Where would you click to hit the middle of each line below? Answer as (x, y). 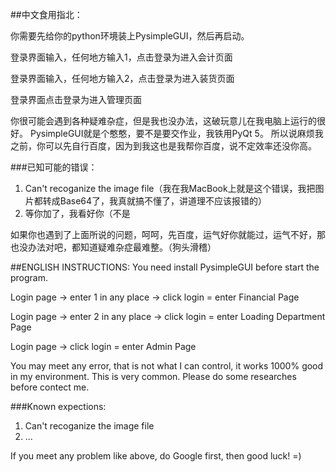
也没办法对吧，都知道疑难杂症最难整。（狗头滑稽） (113, 247)
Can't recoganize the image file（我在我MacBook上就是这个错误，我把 (170, 188)
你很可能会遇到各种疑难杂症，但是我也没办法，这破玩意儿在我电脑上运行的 (163, 121)
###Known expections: (58, 406)
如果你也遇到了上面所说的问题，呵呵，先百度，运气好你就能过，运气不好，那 (168, 234)
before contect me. (50, 387)
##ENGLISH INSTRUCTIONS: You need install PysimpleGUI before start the (165, 267)
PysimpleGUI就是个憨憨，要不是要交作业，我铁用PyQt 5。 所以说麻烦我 (176, 133)
